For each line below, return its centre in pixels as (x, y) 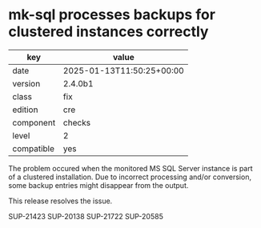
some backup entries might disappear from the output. (98, 185)
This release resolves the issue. (60, 201)
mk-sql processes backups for (112, 15)
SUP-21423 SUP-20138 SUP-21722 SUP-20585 (86, 216)
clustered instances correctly (108, 32)
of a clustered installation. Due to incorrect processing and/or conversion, (130, 177)
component (34, 122)
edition (25, 110)
